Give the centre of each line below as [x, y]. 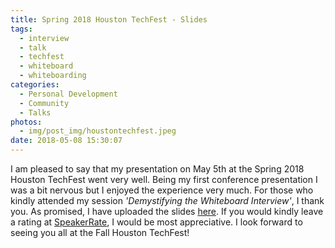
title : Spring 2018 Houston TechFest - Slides [109, 19]
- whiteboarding [53, 76]
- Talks [35, 112]
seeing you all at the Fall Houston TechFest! [100, 232]
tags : [21, 29]
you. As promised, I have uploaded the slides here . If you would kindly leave [167, 211]
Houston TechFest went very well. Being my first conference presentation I [164, 179]
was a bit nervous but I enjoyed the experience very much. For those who [162, 190]
